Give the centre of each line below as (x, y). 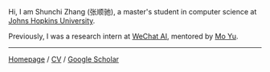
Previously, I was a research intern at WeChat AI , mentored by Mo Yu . (123, 36)
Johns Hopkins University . (52, 21)
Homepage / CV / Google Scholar (63, 59)
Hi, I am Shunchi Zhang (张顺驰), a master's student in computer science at (133, 12)
